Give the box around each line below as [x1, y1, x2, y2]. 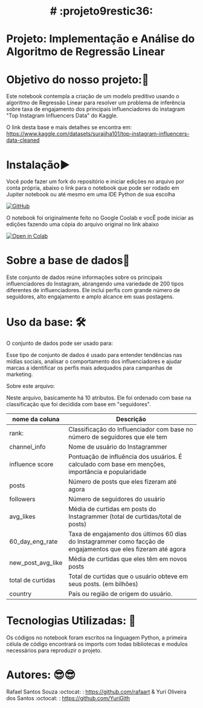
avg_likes [9, 512, 36, 521]
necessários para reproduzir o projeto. [6, 647, 102, 654]
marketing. [6, 371, 33, 378]
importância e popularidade [68, 468, 147, 476]
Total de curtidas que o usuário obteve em [68, 572, 188, 581]
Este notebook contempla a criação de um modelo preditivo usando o [6, 93, 179, 100]
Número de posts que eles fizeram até [68, 478, 177, 486]
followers [9, 495, 36, 504]
